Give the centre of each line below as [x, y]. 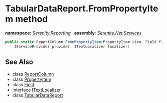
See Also [19, 62]
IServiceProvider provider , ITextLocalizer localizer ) [72, 47]
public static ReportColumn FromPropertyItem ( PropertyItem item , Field [81, 42]
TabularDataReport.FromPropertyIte [82, 9]
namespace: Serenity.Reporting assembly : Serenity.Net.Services [73, 33]
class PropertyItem [32, 79]
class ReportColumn [33, 74]
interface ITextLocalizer [37, 90]
